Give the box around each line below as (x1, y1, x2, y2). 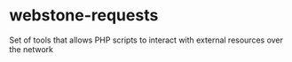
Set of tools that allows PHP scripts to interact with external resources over (9, 35, 284, 45)
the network (9, 43, 53, 54)
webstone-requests (9, 5, 159, 26)
